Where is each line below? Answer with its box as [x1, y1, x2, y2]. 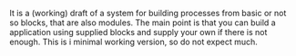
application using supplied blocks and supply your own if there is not [9, 27, 268, 37]
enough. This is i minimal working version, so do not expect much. [9, 36, 258, 47]
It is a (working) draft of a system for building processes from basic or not [9, 8, 287, 18]
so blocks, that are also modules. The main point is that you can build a [9, 17, 276, 28]
